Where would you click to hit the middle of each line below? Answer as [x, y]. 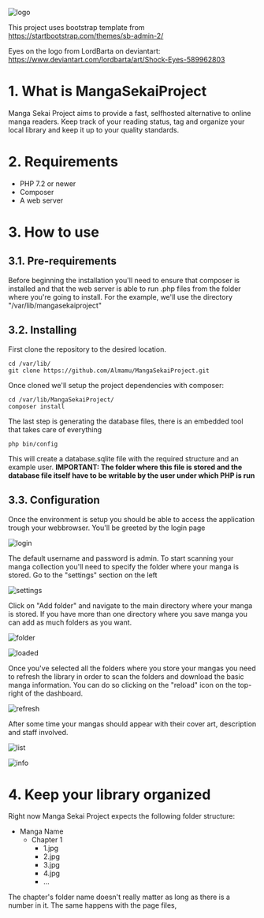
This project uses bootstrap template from [76, 27]
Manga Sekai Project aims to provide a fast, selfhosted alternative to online [130, 113]
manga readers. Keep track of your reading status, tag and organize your [126, 121]
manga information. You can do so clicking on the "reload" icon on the [122, 685]
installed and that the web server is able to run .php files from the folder [125, 289]
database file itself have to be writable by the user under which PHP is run [132, 475]
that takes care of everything [55, 429]
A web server [41, 200]
